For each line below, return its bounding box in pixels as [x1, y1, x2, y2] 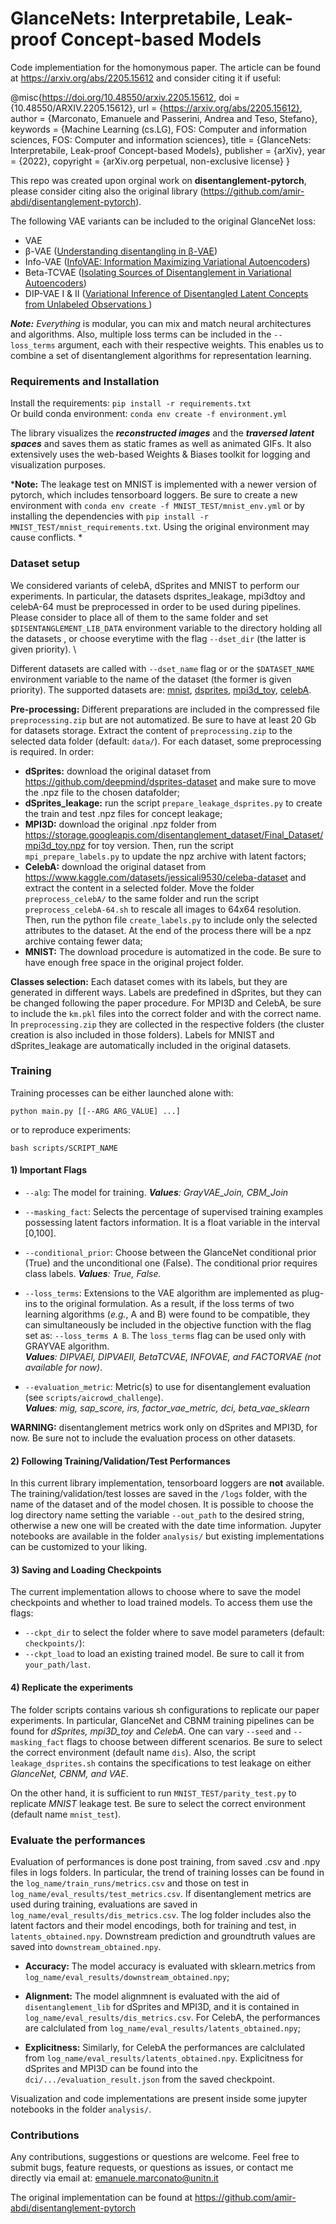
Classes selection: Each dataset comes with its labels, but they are [10, 975, 288, 987]
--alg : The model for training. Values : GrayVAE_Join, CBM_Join [24, 1187, 289, 1199]
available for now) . [24, 1362, 103, 1374]
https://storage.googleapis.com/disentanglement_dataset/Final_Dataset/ [24, 828, 324, 841]
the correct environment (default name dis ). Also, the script [10, 1746, 257, 1758]
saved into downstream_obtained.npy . [10, 1940, 162, 1952]
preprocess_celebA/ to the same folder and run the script [24, 892, 260, 904]
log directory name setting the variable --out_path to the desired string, [10, 1509, 305, 1521]
